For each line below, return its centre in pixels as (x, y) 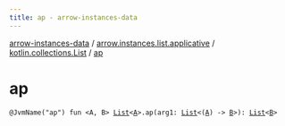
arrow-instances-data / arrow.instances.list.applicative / (112, 43)
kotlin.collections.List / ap (56, 52)
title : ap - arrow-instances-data (74, 17)
